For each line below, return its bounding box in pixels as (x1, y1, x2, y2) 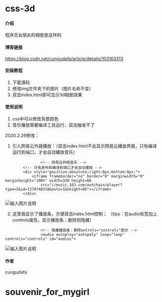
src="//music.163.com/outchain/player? (40, 183, 122, 188)
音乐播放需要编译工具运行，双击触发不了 (12, 122, 95, 128)
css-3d (5, 3, 36, 14)
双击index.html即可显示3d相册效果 (12, 92, 82, 98)
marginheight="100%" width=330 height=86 (5, 178, 92, 183)
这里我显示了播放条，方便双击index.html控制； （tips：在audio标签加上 (12, 211, 158, 217)
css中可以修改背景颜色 (12, 116, 59, 121)
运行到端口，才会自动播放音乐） (12, 149, 78, 155)
